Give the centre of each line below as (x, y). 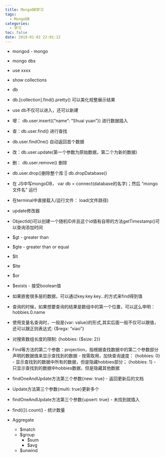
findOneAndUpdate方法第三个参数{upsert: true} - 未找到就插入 (76, 399)
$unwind (29, 450)
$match (27, 429)
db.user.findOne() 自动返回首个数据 (48, 142)
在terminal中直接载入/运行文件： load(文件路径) (60, 200)
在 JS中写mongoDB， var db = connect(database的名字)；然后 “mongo (85, 184)
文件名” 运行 (25, 190)
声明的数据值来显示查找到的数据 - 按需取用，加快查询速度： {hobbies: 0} (86, 355)
